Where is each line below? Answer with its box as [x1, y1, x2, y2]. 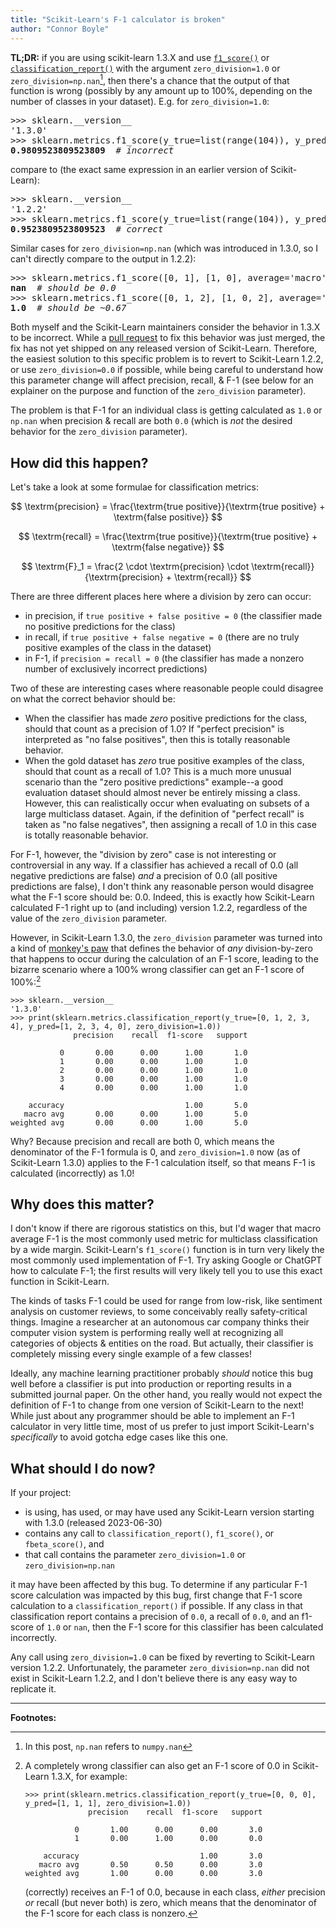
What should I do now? [10, 1460, 156, 1477]
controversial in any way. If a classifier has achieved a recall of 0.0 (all [10, 859, 299, 871]
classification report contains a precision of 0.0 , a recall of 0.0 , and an [10, 1611, 300, 1623]
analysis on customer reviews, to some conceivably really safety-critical [10, 1306, 308, 1318]
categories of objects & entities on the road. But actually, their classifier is [10, 1337, 314, 1350]
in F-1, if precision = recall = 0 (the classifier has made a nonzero [24, 652, 305, 664]
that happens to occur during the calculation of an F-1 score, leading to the [10, 952, 319, 965]
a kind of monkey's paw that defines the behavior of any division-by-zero [10, 942, 313, 954]
